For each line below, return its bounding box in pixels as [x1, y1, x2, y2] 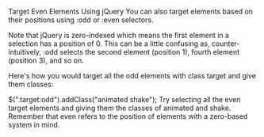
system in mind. [8, 120, 60, 129]
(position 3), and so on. [8, 55, 85, 65]
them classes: [8, 79, 54, 89]
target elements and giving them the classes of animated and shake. [8, 103, 231, 112]
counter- [211, 39, 240, 48]
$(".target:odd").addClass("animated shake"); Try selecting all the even [8, 95, 241, 104]
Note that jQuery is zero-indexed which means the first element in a [8, 31, 230, 40]
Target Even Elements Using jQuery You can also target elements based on [8, 7, 254, 16]
